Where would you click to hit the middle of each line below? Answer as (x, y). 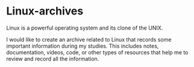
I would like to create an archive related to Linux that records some (89, 39)
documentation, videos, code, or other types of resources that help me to (97, 52)
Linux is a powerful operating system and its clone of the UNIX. (85, 28)
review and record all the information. (53, 59)
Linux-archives (45, 11)
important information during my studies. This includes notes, (83, 46)
